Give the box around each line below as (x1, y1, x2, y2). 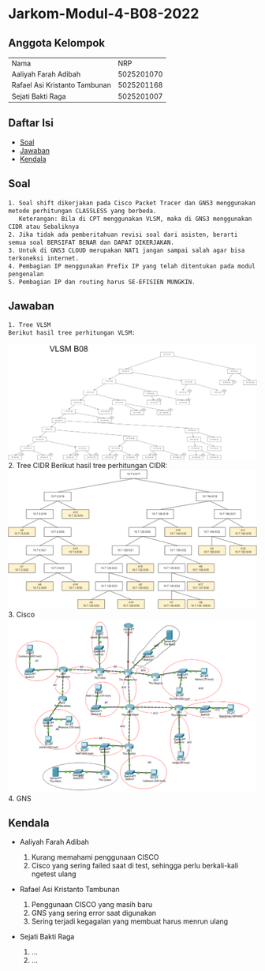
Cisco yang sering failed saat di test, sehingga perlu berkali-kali (31, 861, 239, 871)
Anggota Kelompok (8, 36, 105, 50)
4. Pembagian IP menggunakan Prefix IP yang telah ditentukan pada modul (8, 262, 256, 270)
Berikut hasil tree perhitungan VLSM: (8, 329, 136, 337)
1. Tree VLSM (8, 321, 51, 329)
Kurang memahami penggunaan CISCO (31, 853, 159, 862)
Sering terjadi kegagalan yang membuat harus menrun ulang (31, 917, 229, 926)
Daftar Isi (8, 116, 54, 130)
